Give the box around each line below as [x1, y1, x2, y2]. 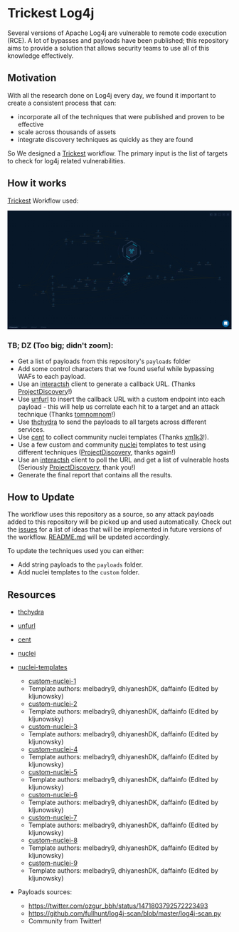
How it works [7, 177, 67, 190]
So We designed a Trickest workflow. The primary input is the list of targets [7, 148, 228, 158]
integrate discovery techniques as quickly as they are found [17, 135, 193, 143]
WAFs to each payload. [17, 372, 86, 380]
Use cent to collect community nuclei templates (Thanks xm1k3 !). [17, 432, 210, 441]
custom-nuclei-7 [28, 814, 78, 822]
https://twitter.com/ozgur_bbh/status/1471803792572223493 [28, 901, 208, 911]
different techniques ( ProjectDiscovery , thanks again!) [17, 447, 176, 456]
